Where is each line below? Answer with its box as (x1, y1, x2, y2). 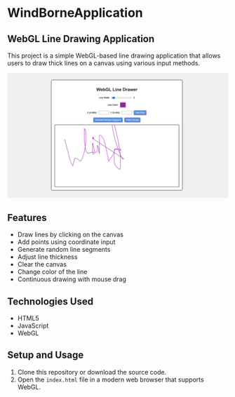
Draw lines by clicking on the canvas (17, 230, 124, 239)
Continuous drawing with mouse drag (17, 275, 126, 283)
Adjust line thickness (17, 253, 78, 261)
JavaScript (17, 321, 49, 330)
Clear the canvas (17, 260, 67, 269)
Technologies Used (7, 295, 93, 307)
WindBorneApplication (7, 5, 144, 21)
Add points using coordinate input (17, 238, 116, 246)
